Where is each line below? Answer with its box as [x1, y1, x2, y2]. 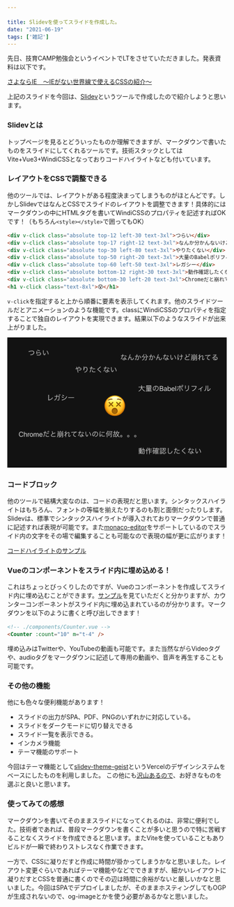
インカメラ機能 [17, 739, 61, 747]
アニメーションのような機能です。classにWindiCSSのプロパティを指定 [25, 305, 226, 313]
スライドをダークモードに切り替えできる [17, 722, 134, 730]
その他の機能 [7, 681, 51, 690]
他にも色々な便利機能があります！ [7, 698, 105, 706]
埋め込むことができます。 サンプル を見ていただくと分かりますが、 [25, 591, 214, 600]
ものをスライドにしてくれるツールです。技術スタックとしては [7, 146, 183, 155]
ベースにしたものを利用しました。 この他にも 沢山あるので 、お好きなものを [7, 771, 222, 780]
